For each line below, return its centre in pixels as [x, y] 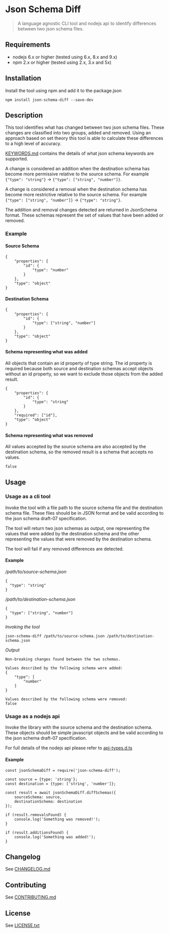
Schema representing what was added [46, 352]
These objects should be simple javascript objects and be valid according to [84, 733]
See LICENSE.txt [22, 925]
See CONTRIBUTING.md [31, 897]
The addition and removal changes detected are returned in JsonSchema [81, 210]
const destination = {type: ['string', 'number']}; [61, 784]
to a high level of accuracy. [33, 143]
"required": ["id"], [36, 415]
